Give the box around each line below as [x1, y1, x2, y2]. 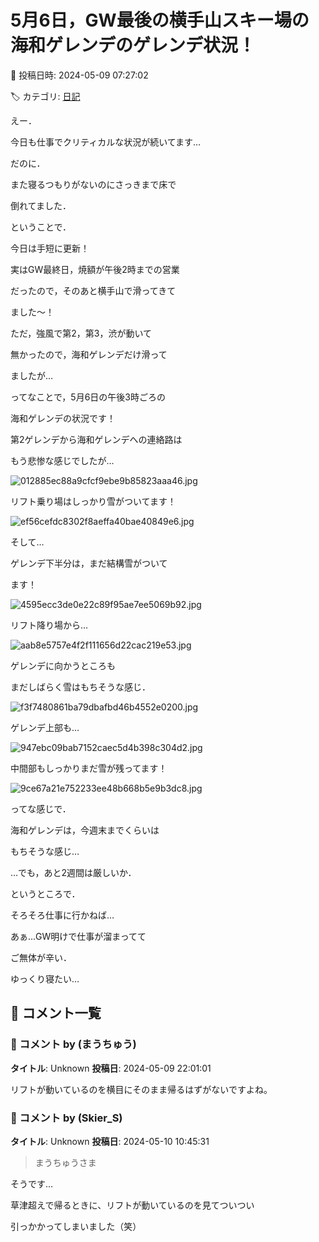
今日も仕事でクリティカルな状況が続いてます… [10, 136, 202, 148]
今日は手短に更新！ [10, 242, 90, 254]
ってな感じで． [10, 802, 72, 815]
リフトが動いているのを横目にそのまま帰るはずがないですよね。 [10, 1083, 273, 1095]
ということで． [10, 221, 72, 233]
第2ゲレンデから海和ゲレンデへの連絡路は [10, 433, 183, 445]
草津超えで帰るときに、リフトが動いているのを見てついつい [10, 1199, 255, 1211]
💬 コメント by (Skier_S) [10, 1111, 123, 1125]
